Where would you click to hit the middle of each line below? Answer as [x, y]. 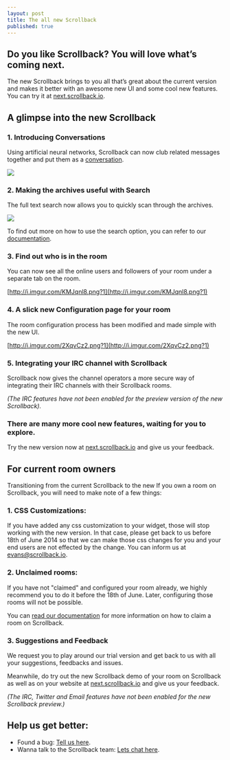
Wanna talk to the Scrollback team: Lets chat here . [88, 749]
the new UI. [23, 332]
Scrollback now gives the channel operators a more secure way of [101, 378]
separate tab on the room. [44, 278]
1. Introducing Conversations [56, 137]
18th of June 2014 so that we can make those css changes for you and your [114, 540]
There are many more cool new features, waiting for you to [107, 423]
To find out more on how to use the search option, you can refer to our [107, 232]
